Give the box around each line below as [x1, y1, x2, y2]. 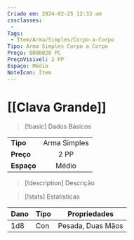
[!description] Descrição [24, 179, 95, 187]
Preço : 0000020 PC [7, 50, 61, 57]
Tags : [7, 29, 23, 37]
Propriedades [67, 209, 114, 219]
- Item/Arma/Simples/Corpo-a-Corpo [10, 36, 114, 44]
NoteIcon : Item [7, 69, 52, 76]
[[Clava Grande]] [7, 99, 107, 115]
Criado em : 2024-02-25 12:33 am [7, 10, 102, 18]
